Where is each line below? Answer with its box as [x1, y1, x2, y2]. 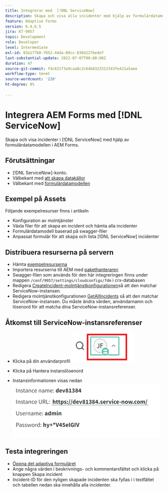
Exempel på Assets [5, 194, 66, 203]
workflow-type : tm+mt [5, 71, 50, 76]
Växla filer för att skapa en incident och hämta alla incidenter [12, 223, 137, 229]
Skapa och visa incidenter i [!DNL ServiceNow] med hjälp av [5, 136, 129, 142]
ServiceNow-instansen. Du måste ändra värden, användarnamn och [12, 298, 152, 304]
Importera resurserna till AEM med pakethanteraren [12, 266, 118, 272]
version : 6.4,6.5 [5, 24, 41, 29]
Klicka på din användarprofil [12, 358, 70, 364]
